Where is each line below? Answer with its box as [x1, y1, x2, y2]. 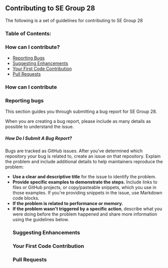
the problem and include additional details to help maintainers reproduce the [5, 159, 163, 165]
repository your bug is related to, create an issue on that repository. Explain [5, 153, 161, 159]
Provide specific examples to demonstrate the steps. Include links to [12, 179, 158, 185]
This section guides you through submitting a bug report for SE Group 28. [5, 108, 157, 115]
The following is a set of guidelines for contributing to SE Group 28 [5, 17, 143, 23]
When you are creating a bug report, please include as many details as [5, 118, 151, 124]
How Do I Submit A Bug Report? [5, 135, 72, 141]
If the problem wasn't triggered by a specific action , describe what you [12, 206, 162, 212]
